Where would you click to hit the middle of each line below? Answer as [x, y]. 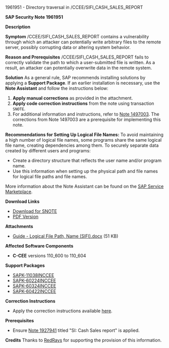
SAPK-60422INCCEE [34, 291]
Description [18, 27]
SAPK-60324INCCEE [34, 286]
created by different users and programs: [48, 151]
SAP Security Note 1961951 [34, 17]
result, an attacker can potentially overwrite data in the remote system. [79, 68]
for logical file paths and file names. [50, 177]
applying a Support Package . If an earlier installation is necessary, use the [83, 83]
